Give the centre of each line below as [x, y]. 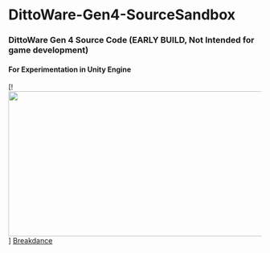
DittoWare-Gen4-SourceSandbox [122, 15]
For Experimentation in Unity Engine [70, 69]
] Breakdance [31, 241]
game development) [49, 50]
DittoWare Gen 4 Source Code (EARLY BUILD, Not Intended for [131, 40]
